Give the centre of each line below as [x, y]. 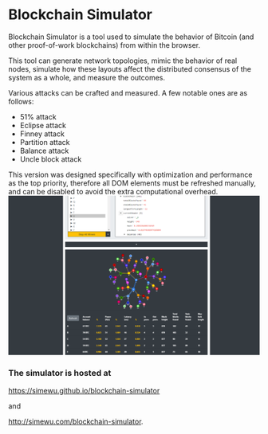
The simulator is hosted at [60, 373]
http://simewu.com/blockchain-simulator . [76, 421]
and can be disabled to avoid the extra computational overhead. [113, 191]
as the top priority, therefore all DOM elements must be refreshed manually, [132, 183]
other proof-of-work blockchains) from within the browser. [104, 45]
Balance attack [44, 151]
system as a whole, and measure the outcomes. [87, 77]
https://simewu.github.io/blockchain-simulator [84, 390]
